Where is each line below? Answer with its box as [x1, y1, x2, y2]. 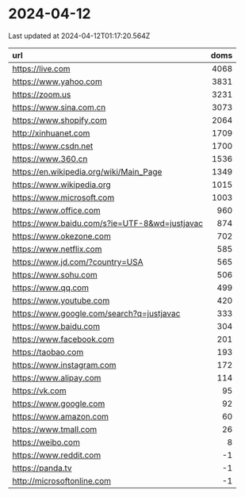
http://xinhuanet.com [12, 128, 90, 139]
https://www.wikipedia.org [12, 179, 111, 190]
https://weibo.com [12, 437, 81, 448]
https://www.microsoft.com [12, 192, 115, 203]
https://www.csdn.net [12, 140, 94, 151]
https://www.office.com [12, 205, 101, 216]
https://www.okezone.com [12, 231, 111, 242]
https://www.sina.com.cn [12, 101, 106, 113]
